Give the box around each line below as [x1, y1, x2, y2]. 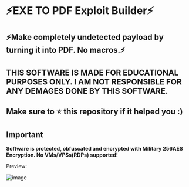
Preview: [6, 163, 28, 170]
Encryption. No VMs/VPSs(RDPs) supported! [6, 151, 119, 158]
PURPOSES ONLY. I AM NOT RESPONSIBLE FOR [6, 77, 182, 87]
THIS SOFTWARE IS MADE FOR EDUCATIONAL [6, 67, 179, 77]
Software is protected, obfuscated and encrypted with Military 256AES [6, 145, 183, 152]
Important [6, 130, 43, 140]
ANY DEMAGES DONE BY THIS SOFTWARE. [6, 86, 168, 96]
